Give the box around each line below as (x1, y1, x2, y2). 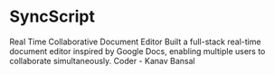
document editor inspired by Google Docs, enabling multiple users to (9, 45, 266, 56)
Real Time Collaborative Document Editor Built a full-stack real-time (9, 36, 261, 47)
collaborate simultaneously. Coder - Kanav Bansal (9, 55, 196, 66)
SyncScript (9, 6, 95, 27)
